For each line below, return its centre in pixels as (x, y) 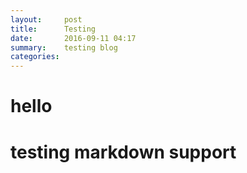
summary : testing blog (64, 47)
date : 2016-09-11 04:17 (73, 38)
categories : (35, 57)
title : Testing (53, 29)
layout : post (46, 19)
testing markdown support (123, 152)
